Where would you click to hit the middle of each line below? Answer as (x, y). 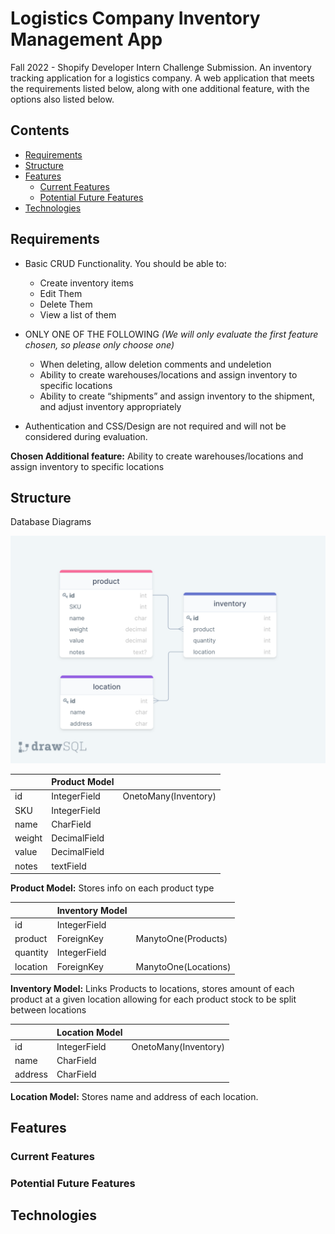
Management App (86, 39)
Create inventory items (86, 283)
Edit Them (61, 293)
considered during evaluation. (86, 436)
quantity (31, 953)
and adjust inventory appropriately (110, 406)
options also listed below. (62, 99)
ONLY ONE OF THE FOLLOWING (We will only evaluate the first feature (171, 334)
